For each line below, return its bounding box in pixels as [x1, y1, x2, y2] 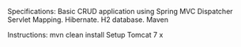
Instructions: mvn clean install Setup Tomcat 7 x [7, 31, 164, 39]
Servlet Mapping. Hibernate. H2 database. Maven [7, 15, 169, 24]
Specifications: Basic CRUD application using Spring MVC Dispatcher [7, 7, 234, 16]
